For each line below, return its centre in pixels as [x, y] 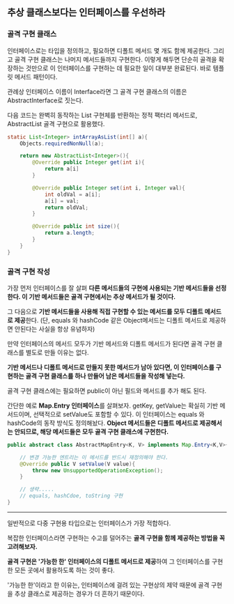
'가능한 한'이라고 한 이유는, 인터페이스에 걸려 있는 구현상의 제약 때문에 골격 [108, 584]
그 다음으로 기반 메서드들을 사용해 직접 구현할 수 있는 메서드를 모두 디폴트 [105, 311]
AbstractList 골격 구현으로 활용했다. [56, 123]
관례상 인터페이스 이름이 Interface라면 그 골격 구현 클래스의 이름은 [97, 91]
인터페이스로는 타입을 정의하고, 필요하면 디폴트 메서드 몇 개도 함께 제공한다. [109, 50]
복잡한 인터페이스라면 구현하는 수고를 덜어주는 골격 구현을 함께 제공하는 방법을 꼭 [116, 538]
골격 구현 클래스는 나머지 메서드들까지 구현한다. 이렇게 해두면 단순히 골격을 [116, 59]
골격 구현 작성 [29, 272]
